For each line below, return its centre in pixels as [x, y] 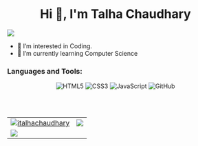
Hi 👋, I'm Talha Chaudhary [115, 14]
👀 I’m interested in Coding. [55, 46]
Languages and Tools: [45, 71]
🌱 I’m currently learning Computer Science [77, 53]
